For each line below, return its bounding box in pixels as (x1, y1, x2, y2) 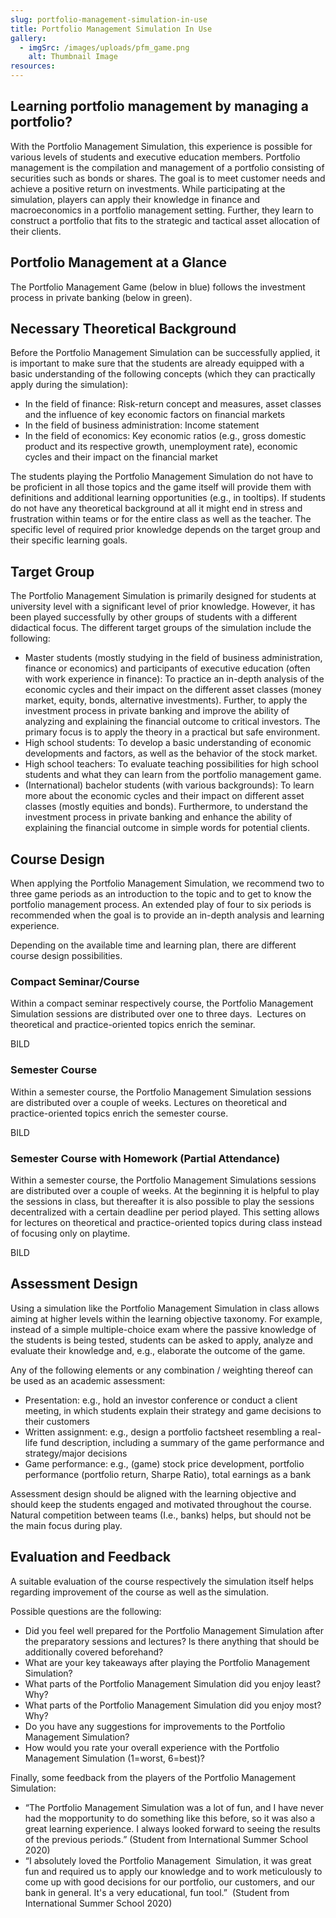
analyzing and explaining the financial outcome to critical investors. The (24, 716, 321, 728)
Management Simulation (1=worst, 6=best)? (24, 1752, 205, 1764)
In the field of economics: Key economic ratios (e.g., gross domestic (24, 430, 307, 442)
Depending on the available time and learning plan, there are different (10, 939, 297, 951)
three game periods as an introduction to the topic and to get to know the (10, 888, 312, 900)
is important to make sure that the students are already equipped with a (10, 357, 305, 370)
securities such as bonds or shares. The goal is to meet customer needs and (10, 172, 326, 184)
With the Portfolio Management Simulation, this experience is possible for (10, 140, 313, 152)
